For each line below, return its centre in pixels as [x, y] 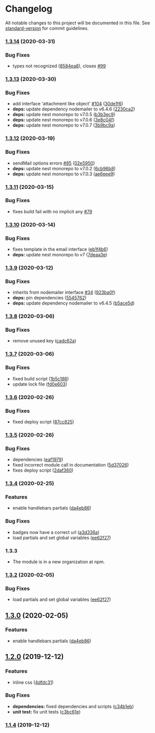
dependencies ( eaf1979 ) [38, 459]
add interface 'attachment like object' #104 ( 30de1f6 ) [68, 104]
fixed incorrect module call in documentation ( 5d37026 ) [71, 465]
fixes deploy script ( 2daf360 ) [43, 470]
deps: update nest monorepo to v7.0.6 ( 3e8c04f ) [63, 120]
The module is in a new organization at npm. [59, 562]
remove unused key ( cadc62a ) [44, 341]
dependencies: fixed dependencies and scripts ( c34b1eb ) [73, 706]
